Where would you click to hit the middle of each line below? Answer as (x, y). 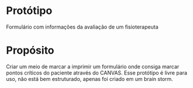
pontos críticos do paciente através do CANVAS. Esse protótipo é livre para (97, 73)
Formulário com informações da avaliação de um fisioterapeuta (82, 27)
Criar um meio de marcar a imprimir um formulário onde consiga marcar (93, 66)
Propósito (30, 50)
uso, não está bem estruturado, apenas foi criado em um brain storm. (90, 79)
